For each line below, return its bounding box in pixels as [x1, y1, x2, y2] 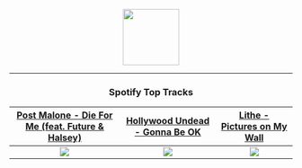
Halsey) [48, 131, 83, 144]
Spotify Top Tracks [109, 85, 193, 98]
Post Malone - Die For [16, 109, 113, 121]
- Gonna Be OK [134, 126, 201, 138]
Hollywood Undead [125, 115, 210, 128]
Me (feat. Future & [25, 120, 105, 133]
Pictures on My [220, 120, 288, 133]
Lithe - [238, 109, 270, 121]
